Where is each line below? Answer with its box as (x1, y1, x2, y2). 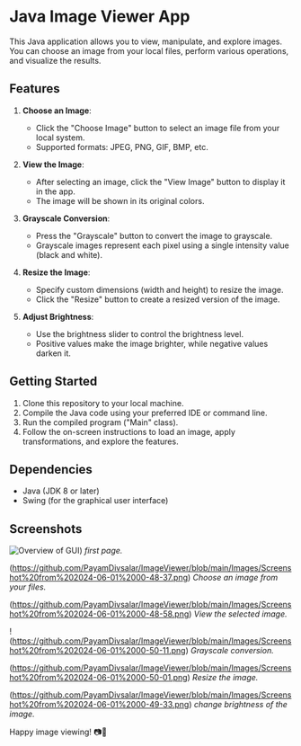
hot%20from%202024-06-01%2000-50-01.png (9, 672, 188, 683)
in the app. (35, 186, 76, 197)
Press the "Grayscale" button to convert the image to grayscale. (35, 230, 273, 241)
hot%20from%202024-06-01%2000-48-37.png (9, 573, 189, 583)
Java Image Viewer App (9, 6, 190, 27)
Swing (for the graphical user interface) (22, 495, 169, 506)
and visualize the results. (9, 55, 102, 66)
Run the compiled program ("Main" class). (22, 416, 179, 428)
